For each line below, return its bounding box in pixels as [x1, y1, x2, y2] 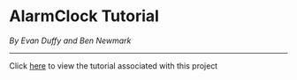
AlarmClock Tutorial [9, 6, 159, 26]
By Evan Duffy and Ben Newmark [9, 35, 132, 46]
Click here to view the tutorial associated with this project [9, 60, 218, 71]
